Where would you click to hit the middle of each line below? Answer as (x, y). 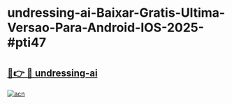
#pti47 (27, 43)
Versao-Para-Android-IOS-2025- (106, 28)
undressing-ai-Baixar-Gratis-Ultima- (116, 13)
